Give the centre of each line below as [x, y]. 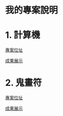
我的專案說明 [32, 10]
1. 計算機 [23, 35]
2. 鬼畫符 [23, 83]
